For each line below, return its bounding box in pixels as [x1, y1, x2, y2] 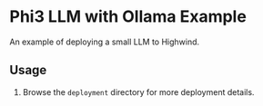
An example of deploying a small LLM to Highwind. [9, 36, 200, 47]
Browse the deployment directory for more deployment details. [22, 86, 255, 97]
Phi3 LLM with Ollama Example [9, 6, 248, 27]
